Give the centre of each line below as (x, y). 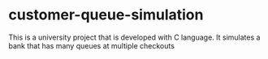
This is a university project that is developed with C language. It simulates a (134, 37)
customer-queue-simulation (106, 15)
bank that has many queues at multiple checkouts (91, 45)
